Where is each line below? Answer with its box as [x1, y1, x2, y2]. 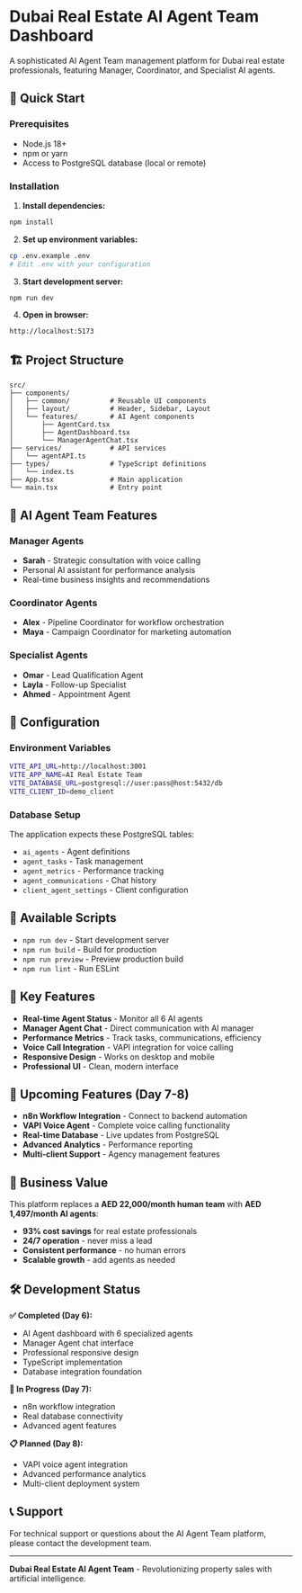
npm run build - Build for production [22, 944, 157, 954]
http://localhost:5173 [9, 327, 94, 336]
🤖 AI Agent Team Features [9, 507, 158, 523]
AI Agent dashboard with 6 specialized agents [22, 1329, 193, 1339]
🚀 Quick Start [9, 91, 85, 106]
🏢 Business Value [9, 1175, 109, 1190]
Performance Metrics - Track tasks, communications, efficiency [22, 1032, 262, 1043]
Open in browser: [22, 309, 89, 320]
